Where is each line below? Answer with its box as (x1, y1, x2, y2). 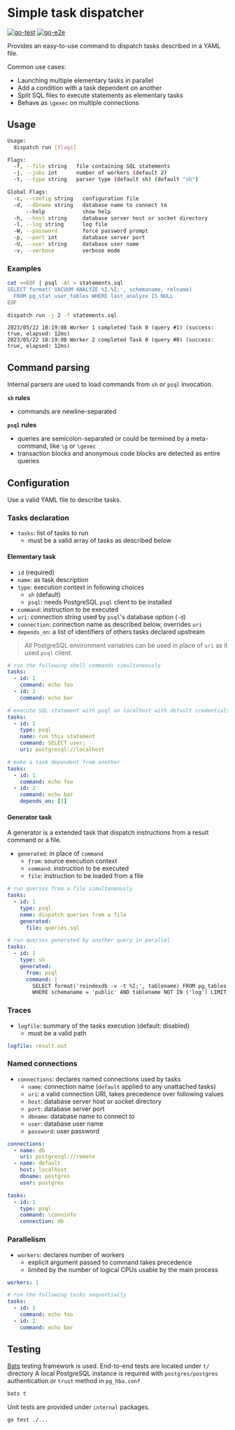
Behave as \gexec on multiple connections (17, 98, 139, 106)
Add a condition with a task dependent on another (17, 83, 162, 92)
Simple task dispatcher (7, 5, 145, 21)
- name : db (13, 1147, 45, 1154)
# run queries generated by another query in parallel (7, 937, 171, 944)
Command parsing (7, 362, 90, 374)
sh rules (7, 394, 31, 402)
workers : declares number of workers (17, 1250, 124, 1259)
